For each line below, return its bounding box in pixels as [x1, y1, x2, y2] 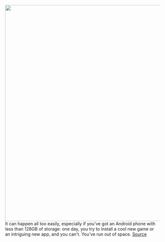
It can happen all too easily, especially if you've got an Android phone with [5, 221, 156, 227]
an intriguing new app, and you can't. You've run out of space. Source [5, 231, 147, 237]
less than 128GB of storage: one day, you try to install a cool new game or [5, 226, 154, 232]
